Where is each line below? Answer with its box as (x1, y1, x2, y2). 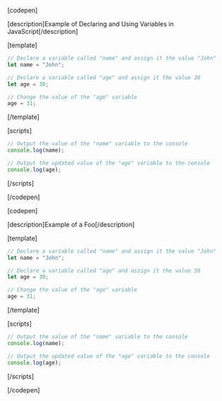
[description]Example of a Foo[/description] (7, 220, 135, 229)
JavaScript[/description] (7, 28, 78, 35)
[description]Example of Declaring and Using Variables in (7, 20, 175, 28)
